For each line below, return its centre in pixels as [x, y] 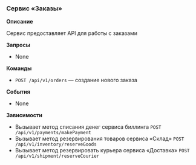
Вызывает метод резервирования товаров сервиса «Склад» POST [100, 139]
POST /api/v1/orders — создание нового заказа [76, 80]
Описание [20, 22]
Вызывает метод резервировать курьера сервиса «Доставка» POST [102, 150]
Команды [19, 68]
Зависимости [24, 115]
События [18, 92]
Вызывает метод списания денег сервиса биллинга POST [88, 127]
